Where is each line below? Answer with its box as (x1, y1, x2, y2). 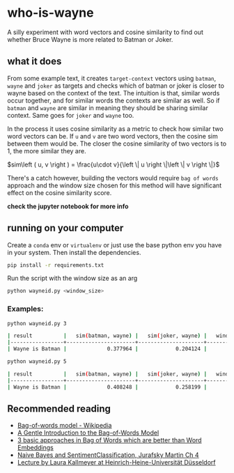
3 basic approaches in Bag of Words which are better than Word (17, 436, 202, 444)
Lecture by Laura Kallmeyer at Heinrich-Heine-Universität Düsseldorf (17, 458, 216, 467)
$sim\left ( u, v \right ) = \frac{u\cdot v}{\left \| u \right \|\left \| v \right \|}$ (7, 160, 220, 169)
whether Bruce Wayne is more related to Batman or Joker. (7, 35, 173, 43)
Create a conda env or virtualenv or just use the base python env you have (7, 240, 222, 249)
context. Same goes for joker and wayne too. (7, 111, 134, 119)
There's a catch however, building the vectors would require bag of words (7, 173, 219, 182)
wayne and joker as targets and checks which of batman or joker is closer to (7, 82, 225, 90)
